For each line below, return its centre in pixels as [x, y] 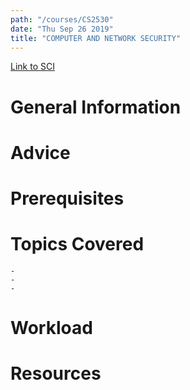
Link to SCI [32, 67]
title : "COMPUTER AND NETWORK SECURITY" [96, 38]
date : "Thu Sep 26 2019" [62, 29]
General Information [96, 107]
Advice [40, 152]
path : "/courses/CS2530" [62, 19]
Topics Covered [77, 244]
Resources [56, 373]
